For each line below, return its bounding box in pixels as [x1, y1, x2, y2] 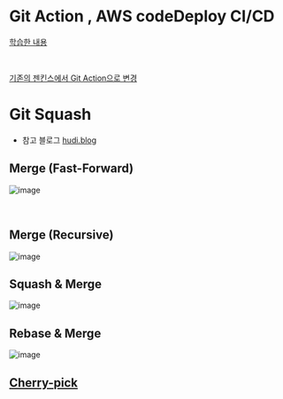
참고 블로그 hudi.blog [21, 135, 97, 145]
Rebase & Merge [9, 325, 102, 340]
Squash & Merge [9, 277, 103, 292]
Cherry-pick [9, 375, 78, 390]
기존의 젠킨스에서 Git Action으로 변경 [9, 73, 138, 83]
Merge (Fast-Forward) [9, 161, 134, 176]
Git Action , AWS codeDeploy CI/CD [9, 6, 275, 27]
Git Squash [9, 105, 92, 125]
